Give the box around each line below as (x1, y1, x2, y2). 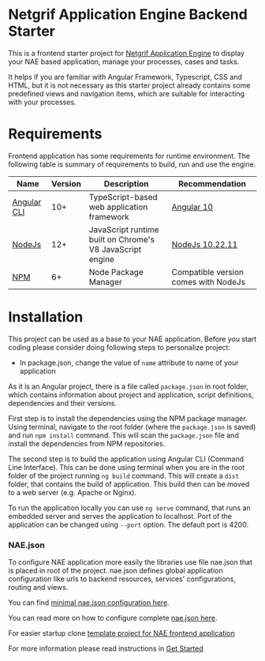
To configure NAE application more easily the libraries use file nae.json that (8, 558, 253, 567)
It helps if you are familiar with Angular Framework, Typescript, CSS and (8, 72, 242, 81)
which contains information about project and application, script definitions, (8, 389, 254, 400)
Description (103, 178, 149, 189)
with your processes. (8, 97, 77, 107)
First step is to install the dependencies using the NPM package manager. (8, 413, 248, 423)
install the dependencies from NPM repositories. (8, 438, 166, 448)
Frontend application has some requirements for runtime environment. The (8, 151, 251, 160)
